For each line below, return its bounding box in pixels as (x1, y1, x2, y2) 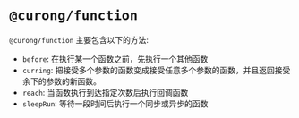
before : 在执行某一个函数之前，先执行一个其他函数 (21, 53, 209, 64)
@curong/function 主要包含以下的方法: (9, 34, 149, 45)
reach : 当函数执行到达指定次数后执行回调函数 (21, 87, 189, 97)
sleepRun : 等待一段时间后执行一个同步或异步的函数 (21, 97, 209, 109)
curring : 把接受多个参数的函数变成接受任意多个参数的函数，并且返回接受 (21, 64, 291, 75)
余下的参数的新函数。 (21, 75, 101, 87)
